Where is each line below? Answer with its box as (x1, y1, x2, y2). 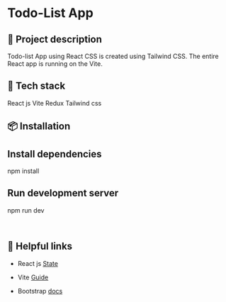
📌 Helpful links (7, 240, 73, 252)
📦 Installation (7, 121, 71, 133)
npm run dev (7, 206, 45, 214)
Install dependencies (7, 147, 102, 160)
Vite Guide (17, 273, 49, 281)
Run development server (7, 187, 119, 199)
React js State (17, 259, 59, 267)
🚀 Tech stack (7, 80, 66, 92)
